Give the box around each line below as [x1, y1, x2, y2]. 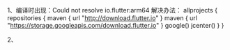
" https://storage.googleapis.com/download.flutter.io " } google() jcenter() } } [7, 22, 224, 29]
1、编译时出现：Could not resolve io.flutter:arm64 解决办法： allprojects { [7, 6, 218, 14]
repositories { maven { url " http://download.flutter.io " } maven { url [7, 14, 197, 22]
